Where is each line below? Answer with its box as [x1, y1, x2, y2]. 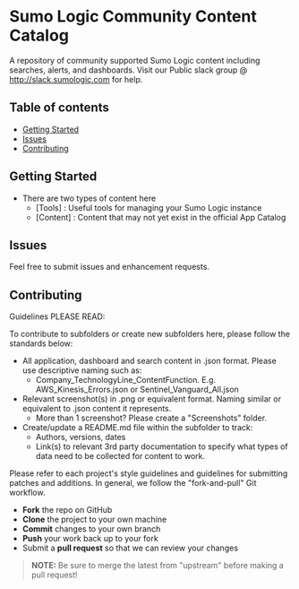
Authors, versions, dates [35, 432, 126, 443]
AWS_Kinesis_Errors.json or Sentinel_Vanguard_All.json [35, 384, 239, 395]
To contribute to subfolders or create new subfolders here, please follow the [9, 329, 291, 340]
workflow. [9, 487, 46, 498]
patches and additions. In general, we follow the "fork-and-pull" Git [9, 478, 257, 489]
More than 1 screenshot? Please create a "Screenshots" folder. [35, 412, 267, 423]
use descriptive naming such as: [21, 365, 142, 376]
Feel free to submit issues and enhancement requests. [9, 262, 210, 273]
